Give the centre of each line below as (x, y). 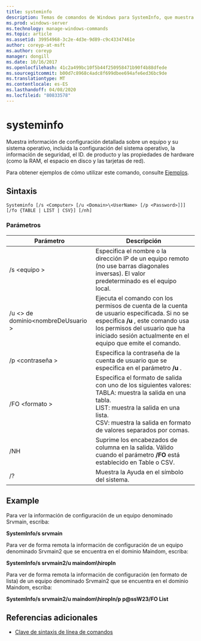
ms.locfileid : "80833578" (38, 95)
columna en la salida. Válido (134, 447)
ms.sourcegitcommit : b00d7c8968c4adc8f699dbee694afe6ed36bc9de (87, 73)
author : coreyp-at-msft (36, 46)
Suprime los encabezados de (136, 440)
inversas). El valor (121, 273)
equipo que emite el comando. (138, 343)
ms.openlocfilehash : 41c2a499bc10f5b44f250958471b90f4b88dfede (87, 67)
